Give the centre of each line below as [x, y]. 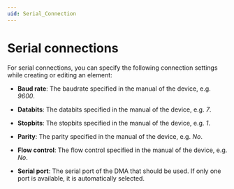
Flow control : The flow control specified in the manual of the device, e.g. [122, 150]
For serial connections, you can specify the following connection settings [112, 68]
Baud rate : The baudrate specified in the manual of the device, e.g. [114, 89]
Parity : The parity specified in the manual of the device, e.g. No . [110, 136]
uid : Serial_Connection [42, 14]
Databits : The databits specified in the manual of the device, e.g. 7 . [114, 109]
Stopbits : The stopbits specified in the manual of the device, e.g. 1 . [114, 123]
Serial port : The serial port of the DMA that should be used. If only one [119, 171]
